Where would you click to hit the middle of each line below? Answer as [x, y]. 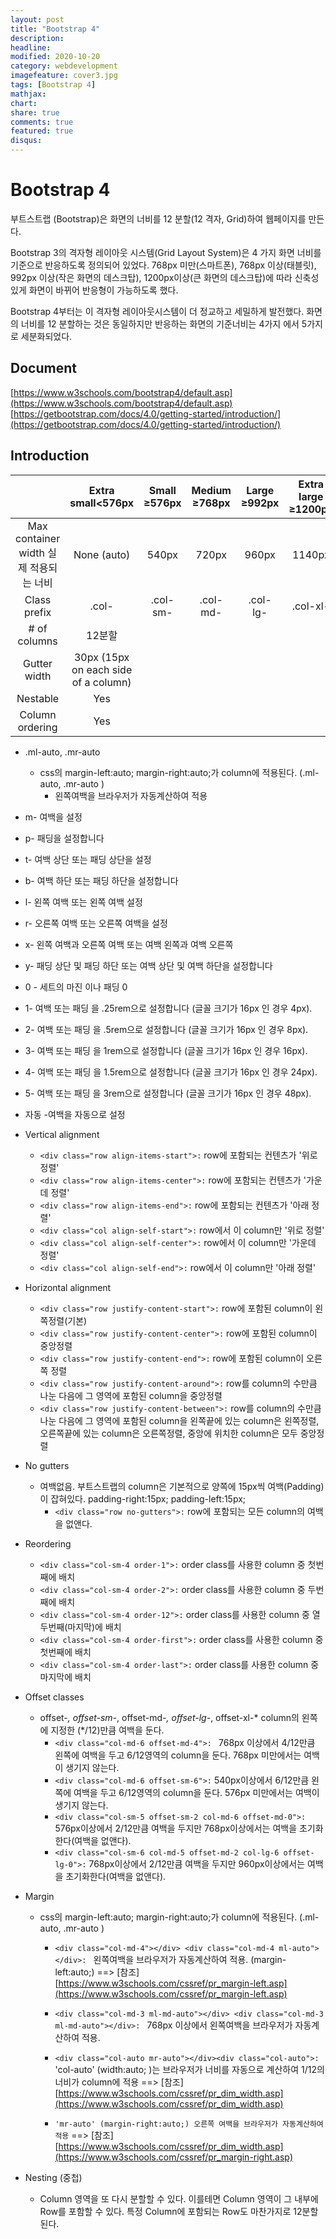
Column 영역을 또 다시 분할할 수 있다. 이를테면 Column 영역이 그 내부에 [179, 2198]
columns [37, 641]
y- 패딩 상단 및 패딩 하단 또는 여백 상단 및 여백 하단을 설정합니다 [148, 965]
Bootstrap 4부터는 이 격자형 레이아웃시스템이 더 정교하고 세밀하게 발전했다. [157, 311]
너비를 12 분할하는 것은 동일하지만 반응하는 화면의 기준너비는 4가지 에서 [160, 323]
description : [37, 38]
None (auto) [102, 554]
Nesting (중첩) [53, 2177]
